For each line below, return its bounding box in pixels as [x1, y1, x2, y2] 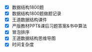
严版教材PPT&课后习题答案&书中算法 [11, 23, 88, 29]
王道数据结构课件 [11, 17, 47, 23]
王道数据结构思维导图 [11, 35, 56, 41]
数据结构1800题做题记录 [11, 10, 62, 16]
